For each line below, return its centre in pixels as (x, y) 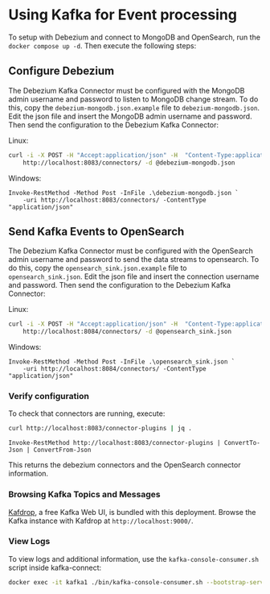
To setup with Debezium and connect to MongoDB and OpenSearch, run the (135, 37)
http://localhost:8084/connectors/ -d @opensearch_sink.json (127, 332)
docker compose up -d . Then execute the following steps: (102, 45)
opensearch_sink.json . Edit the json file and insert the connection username (134, 276)
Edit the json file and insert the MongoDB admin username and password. (130, 116)
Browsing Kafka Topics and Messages (84, 495)
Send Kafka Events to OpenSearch (96, 231)
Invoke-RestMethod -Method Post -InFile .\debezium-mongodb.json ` (124, 193)
